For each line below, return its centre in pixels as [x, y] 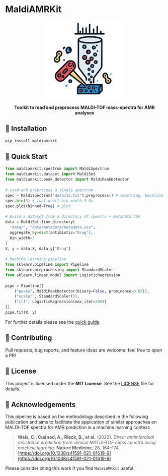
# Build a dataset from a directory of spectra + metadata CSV [73, 217]
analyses [85, 112]
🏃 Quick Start [26, 157]
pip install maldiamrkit [31, 141]
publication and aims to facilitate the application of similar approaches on [81, 422]
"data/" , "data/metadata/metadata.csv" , [53, 227]
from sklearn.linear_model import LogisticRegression [63, 275]
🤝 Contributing [29, 338]
